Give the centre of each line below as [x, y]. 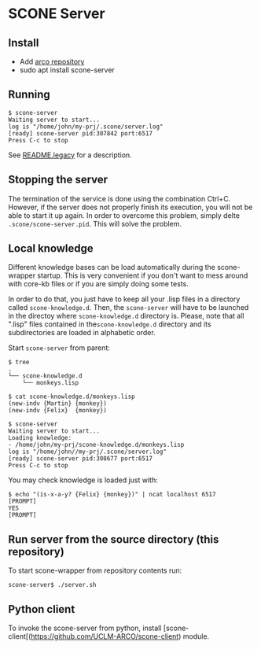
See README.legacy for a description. [70, 155]
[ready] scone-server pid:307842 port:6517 [81, 133]
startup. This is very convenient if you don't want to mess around [143, 275]
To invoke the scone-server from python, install [85, 628]
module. [196, 636]
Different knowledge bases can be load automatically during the [112, 267]
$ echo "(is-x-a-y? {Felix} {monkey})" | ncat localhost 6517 [112, 495]
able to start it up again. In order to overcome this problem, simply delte [124, 215]
